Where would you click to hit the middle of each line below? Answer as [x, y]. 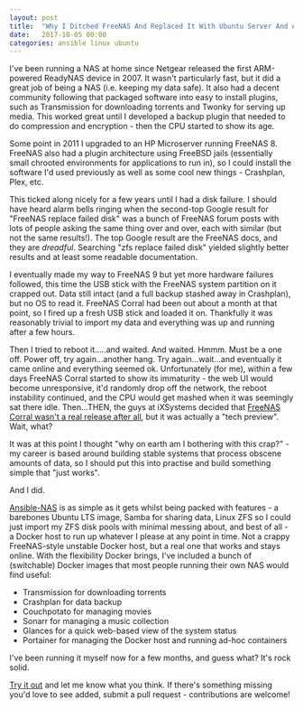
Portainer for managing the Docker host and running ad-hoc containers [155, 640]
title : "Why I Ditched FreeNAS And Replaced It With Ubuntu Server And [149, 26]
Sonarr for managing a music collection [96, 621]
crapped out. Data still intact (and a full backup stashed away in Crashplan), [150, 294]
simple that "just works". [55, 473]
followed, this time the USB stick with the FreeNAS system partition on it [143, 285]
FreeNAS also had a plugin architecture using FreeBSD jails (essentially [141, 154]
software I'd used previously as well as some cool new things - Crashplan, [147, 173]
